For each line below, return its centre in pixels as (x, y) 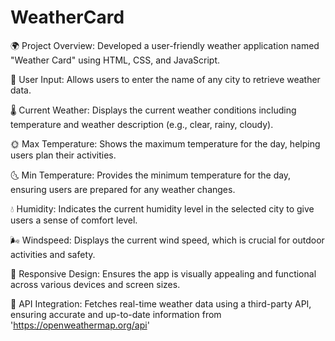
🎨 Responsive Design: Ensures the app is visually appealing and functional (163, 273)
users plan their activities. (63, 155)
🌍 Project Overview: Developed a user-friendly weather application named (165, 45)
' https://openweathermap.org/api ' (80, 325)
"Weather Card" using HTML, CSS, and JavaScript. (115, 60)
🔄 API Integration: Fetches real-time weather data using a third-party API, (161, 303)
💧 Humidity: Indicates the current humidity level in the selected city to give (162, 208)
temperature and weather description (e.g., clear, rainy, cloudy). (142, 124)
